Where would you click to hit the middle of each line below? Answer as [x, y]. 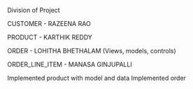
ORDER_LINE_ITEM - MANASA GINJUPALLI [70, 64]
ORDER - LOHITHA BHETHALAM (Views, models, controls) [92, 51]
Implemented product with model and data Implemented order [97, 78]
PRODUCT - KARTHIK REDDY [50, 37]
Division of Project [34, 10]
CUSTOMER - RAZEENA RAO [49, 23]
